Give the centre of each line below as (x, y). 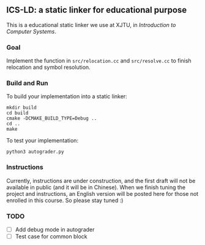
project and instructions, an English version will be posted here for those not (102, 193)
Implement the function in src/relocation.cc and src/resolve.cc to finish (99, 61)
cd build (17, 113)
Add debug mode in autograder (55, 229)
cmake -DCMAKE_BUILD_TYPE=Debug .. (52, 119)
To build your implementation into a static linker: (67, 96)
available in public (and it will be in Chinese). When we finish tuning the (96, 187)
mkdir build (21, 108)
